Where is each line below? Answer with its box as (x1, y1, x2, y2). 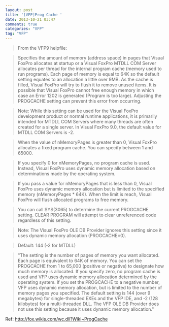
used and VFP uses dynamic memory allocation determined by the (17, 274, 157, 280)
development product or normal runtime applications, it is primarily (17, 113, 157, 119)
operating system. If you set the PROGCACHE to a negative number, (17, 279, 160, 285)
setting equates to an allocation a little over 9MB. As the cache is (17, 77, 153, 82)
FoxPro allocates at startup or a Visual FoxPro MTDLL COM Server (17, 60, 156, 66)
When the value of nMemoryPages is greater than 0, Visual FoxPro (17, 139, 157, 145)
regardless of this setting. (17, 217, 72, 223)
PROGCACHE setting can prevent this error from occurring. (17, 98, 142, 104)
